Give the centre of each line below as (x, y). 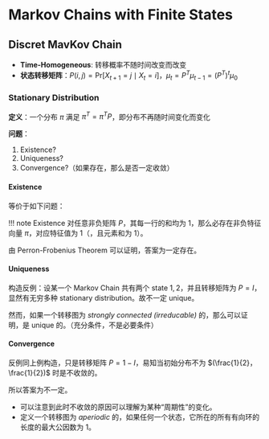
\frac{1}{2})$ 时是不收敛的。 (55, 373)
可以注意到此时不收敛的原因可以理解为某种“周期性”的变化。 (118, 407)
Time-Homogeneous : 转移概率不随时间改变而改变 (103, 65)
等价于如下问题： (37, 206)
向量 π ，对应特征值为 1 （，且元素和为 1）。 (78, 233)
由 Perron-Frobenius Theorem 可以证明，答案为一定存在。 (105, 250)
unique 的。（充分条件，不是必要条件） (94, 325)
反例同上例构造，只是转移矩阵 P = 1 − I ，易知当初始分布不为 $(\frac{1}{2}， (132, 363)
